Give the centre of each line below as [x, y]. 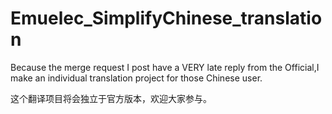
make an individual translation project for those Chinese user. [136, 78]
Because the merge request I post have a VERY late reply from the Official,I [165, 67]
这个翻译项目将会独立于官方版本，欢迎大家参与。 [111, 98]
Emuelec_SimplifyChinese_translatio [166, 18]
